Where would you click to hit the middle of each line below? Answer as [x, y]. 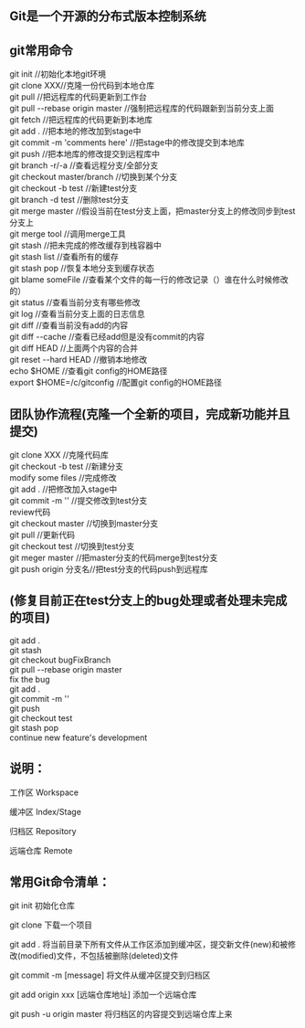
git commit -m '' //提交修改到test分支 [79, 501]
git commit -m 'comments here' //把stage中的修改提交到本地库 [127, 143]
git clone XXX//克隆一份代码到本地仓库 [82, 86]
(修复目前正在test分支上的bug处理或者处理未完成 [148, 601]
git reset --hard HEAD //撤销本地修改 [79, 360]
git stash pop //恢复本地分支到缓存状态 [82, 269]
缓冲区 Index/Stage [46, 811]
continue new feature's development [79, 737]
